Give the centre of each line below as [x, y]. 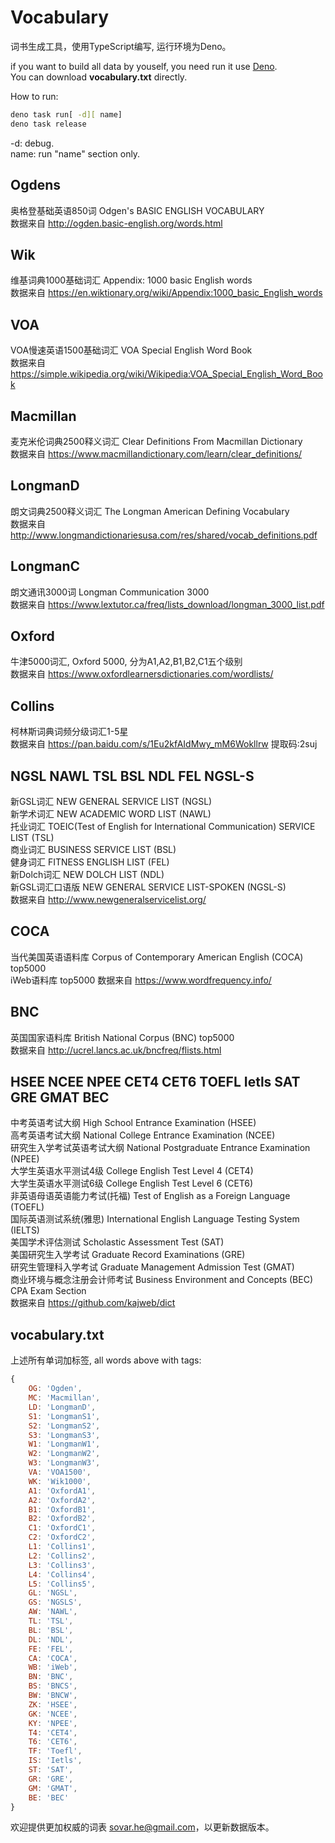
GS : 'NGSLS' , [55, 1602]
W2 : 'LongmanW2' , [64, 1454]
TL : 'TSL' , [51, 1621]
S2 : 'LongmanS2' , [64, 1426]
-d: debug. [32, 143]
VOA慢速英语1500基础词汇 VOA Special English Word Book [131, 350]
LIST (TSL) [32, 837]
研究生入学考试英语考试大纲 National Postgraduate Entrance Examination [160, 1148]
